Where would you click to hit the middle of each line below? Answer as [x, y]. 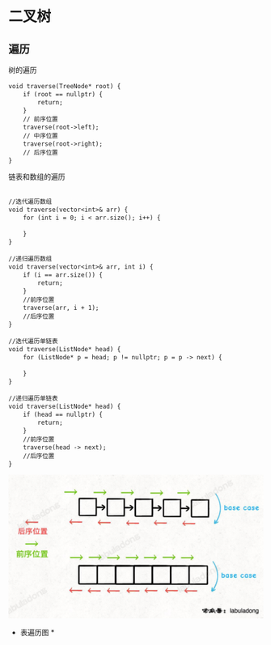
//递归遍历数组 [30, 259]
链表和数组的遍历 [37, 176]
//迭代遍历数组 [30, 202]
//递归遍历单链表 [33, 398]
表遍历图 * [37, 632]
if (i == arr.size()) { [63, 275]
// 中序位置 [40, 136]
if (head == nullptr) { [63, 414]
